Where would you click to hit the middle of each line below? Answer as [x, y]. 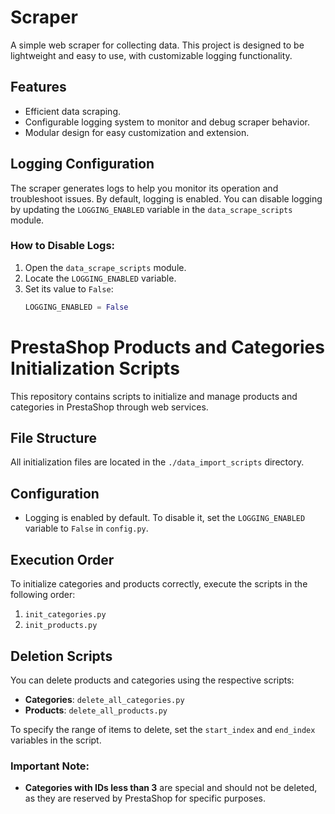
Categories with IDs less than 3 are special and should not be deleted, [171, 788]
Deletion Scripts [61, 656]
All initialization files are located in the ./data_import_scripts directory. [157, 462]
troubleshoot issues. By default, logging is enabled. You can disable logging [166, 198]
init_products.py [61, 626]
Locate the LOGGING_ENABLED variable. [100, 278]
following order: [43, 595]
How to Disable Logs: [63, 246]
